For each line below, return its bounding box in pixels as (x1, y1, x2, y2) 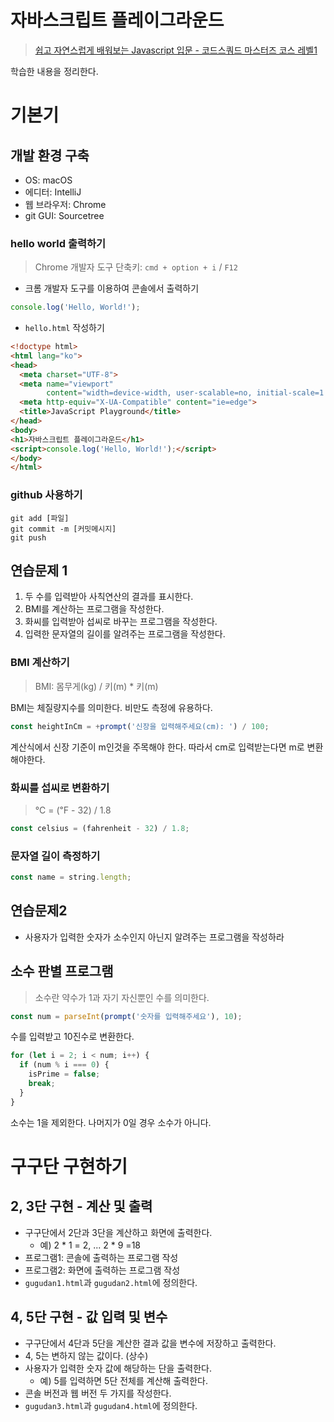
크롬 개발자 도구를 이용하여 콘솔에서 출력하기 (24, 282, 200, 295)
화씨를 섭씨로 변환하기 (10, 781, 110, 795)
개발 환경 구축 (10, 147, 90, 164)
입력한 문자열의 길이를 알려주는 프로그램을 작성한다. (24, 628, 226, 640)
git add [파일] (10, 513, 70, 523)
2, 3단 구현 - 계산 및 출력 (10, 1198, 153, 1215)
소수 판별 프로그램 (10, 963, 114, 980)
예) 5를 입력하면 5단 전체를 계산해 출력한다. (39, 1374, 208, 1386)
